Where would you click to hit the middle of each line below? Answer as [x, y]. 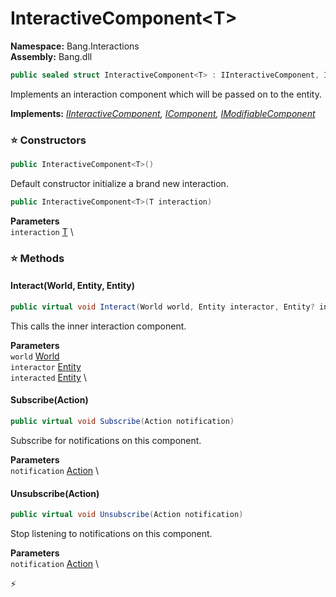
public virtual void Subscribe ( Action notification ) [122, 422]
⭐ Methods [37, 258]
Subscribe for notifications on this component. [106, 440]
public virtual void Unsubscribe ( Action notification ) [127, 515]
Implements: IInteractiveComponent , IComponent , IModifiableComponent [163, 113]
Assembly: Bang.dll [51, 56]
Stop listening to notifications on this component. [111, 534]
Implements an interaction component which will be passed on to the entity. [166, 94]
